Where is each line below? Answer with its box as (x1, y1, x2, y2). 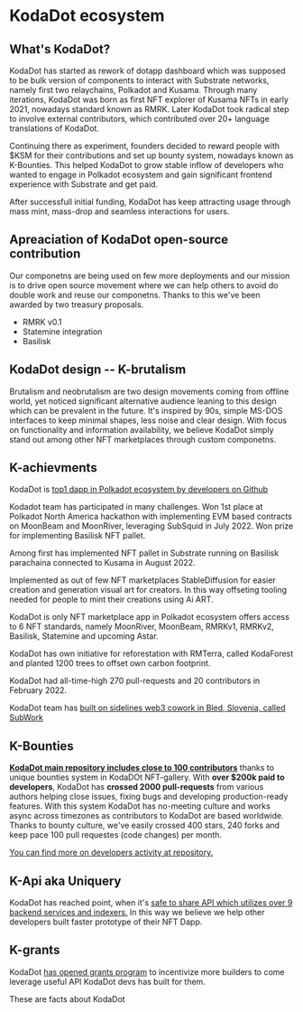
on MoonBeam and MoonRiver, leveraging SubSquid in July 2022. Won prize (9, 520, 294, 531)
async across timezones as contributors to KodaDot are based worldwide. (9, 811, 284, 821)
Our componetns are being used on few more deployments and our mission (9, 270, 290, 281)
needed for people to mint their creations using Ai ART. (9, 594, 214, 605)
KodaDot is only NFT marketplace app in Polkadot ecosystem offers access (9, 612, 290, 623)
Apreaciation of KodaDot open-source (9, 232, 229, 248)
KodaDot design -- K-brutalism (9, 362, 187, 378)
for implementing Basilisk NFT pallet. (9, 530, 146, 541)
